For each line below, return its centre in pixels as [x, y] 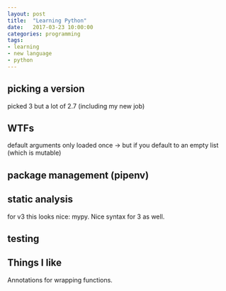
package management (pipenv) [78, 175]
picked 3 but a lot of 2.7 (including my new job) [76, 106]
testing [23, 238]
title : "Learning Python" [47, 21]
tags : [15, 40]
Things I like [35, 263]
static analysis [40, 199]
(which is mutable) [34, 153]
